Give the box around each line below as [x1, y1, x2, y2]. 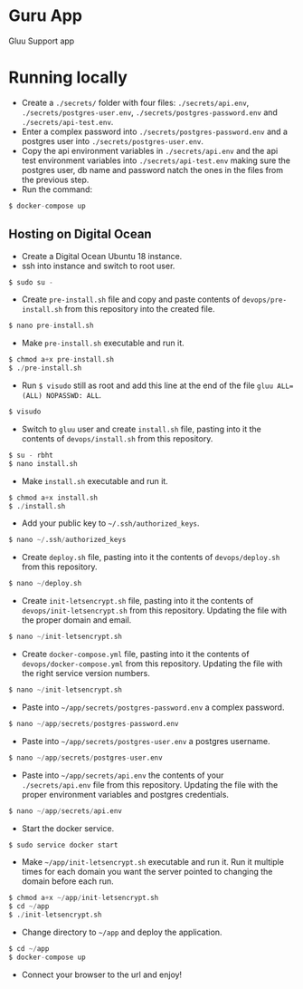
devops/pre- [241, 296, 287, 305]
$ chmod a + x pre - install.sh [8, 355, 115, 364]
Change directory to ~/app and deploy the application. [21, 926, 223, 938]
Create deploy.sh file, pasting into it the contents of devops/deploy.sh [21, 552, 280, 563]
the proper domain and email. [21, 615, 132, 625]
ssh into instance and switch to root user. [21, 260, 175, 271]
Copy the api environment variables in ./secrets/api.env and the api [21, 145, 279, 156]
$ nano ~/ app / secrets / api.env [8, 806, 123, 816]
